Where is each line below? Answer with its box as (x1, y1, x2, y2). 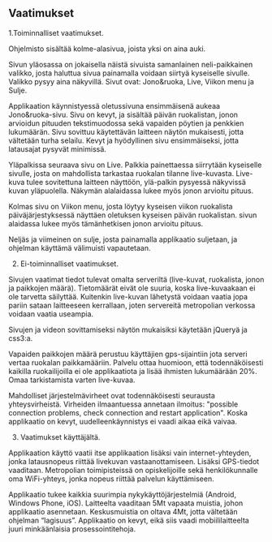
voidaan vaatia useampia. (8, 308, 94, 319)
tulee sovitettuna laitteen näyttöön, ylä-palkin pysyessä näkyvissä (26, 177, 246, 187)
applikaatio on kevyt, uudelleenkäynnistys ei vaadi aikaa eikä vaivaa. (8, 416, 238, 426)
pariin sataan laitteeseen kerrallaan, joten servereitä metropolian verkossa (8, 300, 256, 310)
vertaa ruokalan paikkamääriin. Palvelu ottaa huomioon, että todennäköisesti (8, 357, 264, 368)
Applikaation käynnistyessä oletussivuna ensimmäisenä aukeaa (8, 101, 221, 110)
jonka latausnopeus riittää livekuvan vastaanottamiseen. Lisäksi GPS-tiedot (8, 456, 260, 466)
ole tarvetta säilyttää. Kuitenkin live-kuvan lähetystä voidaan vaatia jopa (8, 291, 248, 301)
